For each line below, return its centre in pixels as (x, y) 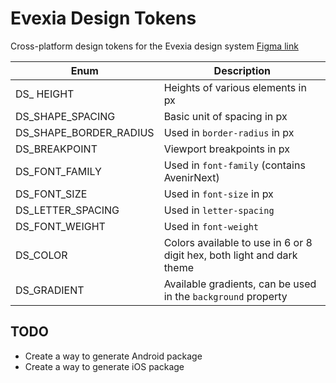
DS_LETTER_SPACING (67, 210)
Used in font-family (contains (234, 165)
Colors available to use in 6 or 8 (238, 242)
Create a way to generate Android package (113, 356)
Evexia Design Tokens (103, 18)
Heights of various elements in (235, 87)
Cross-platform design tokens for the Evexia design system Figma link (154, 46)
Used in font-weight (211, 226)
